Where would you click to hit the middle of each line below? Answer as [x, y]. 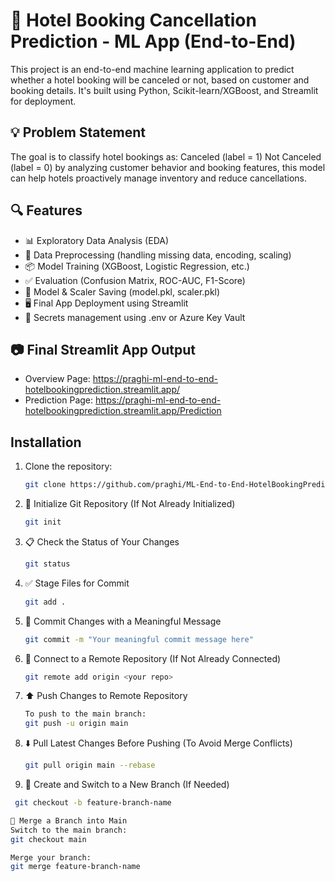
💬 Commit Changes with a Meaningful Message [123, 621]
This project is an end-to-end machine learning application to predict [152, 69]
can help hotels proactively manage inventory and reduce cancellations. [159, 178]
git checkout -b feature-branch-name [93, 803]
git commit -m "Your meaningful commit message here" [139, 639]
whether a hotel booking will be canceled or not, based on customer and [160, 80]
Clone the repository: [68, 466]
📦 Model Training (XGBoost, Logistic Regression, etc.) [137, 266]
